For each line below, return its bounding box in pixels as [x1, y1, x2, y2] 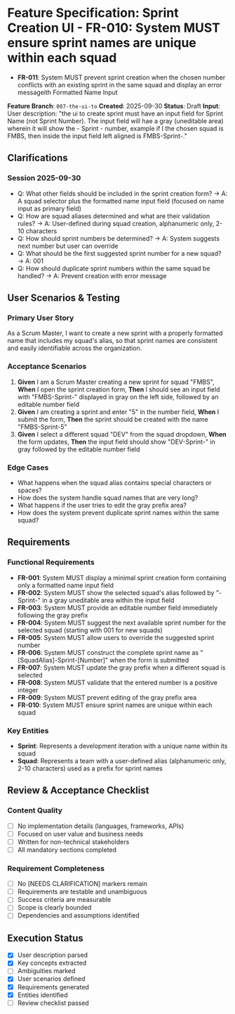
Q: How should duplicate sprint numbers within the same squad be [17, 264, 210, 273]
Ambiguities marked [17, 967, 76, 975]
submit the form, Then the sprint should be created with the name [17, 415, 209, 423]
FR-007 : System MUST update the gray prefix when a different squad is [17, 663, 226, 672]
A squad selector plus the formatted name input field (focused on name [17, 196, 224, 205]
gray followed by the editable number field [17, 445, 140, 453]
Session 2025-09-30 [7, 173, 81, 183]
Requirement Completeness [7, 863, 105, 873]
